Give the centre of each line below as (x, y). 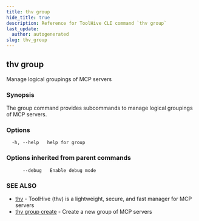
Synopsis (20, 94)
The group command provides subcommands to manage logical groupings (99, 108)
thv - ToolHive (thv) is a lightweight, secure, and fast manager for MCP (103, 199)
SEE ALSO (22, 185)
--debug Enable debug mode (59, 170)
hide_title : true (28, 18)
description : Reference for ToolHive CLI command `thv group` (86, 23)
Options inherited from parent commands (69, 158)
